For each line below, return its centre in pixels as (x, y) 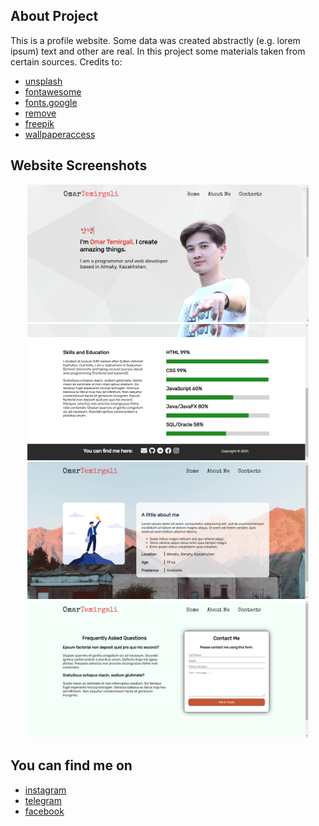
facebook (44, 811)
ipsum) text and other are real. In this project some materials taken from (158, 51)
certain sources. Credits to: (66, 61)
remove (40, 113)
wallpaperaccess (60, 134)
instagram (45, 790)
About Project (54, 16)
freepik (39, 123)
